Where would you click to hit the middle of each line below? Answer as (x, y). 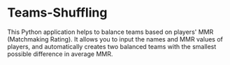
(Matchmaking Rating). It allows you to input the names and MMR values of (115, 39)
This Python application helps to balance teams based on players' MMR (110, 32)
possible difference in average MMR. (60, 54)
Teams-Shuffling (57, 13)
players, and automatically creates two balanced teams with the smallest (112, 46)
